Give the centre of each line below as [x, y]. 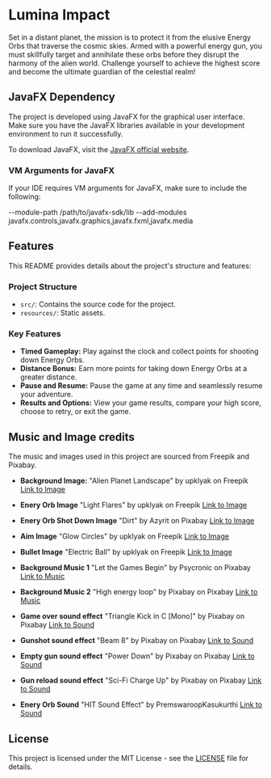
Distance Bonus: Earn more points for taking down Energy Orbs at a [133, 369]
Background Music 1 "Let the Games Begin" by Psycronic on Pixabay [135, 568]
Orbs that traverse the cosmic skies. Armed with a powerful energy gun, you [135, 45]
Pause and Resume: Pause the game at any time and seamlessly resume [141, 386]
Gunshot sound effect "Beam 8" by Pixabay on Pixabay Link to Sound [137, 641]
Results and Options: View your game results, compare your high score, [141, 403]
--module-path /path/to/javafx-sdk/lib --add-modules [98, 213]
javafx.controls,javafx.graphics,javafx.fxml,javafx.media [101, 221]
